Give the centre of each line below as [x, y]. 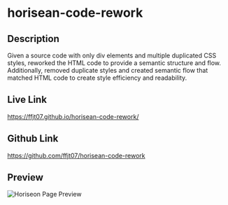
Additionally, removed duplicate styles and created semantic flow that [108, 70]
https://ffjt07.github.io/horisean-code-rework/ [73, 116]
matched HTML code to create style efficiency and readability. [97, 78]
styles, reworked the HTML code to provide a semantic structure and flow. [114, 63]
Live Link [27, 100]
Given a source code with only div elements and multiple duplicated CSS [112, 55]
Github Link [33, 139]
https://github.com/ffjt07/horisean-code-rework [76, 155]
